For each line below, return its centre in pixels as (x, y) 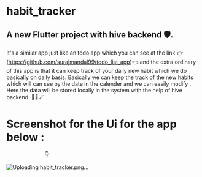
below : (25, 137)
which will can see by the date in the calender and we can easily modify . (99, 84)
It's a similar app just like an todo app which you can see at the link (91, 53)
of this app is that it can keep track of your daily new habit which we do (97, 71)
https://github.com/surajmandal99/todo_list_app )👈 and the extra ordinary (102, 62)
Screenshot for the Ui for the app (91, 124)
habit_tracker (41, 11)
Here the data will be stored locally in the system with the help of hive (95, 90)
